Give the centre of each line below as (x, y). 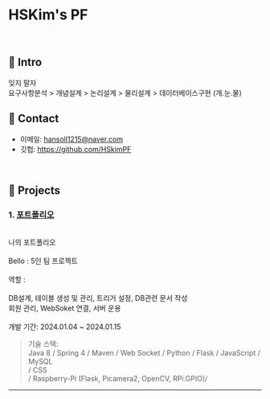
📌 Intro (25, 62)
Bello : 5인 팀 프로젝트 (43, 261)
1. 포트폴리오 (31, 215)
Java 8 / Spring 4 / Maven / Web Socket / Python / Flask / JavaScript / (144, 353)
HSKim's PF (48, 15)
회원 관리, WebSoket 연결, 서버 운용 (65, 308)
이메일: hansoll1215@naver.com (71, 139)
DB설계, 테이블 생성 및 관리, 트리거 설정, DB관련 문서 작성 (98, 298)
